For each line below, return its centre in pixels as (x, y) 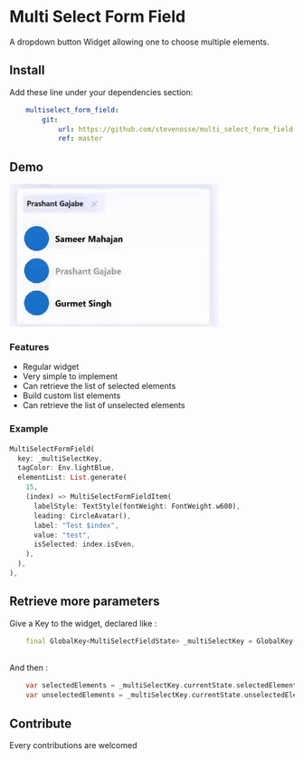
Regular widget (51, 367)
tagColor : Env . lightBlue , (66, 468)
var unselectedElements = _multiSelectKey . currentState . (135, 696)
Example (29, 429)
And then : (28, 667)
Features (29, 346)
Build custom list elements (71, 395)
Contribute (41, 723)
